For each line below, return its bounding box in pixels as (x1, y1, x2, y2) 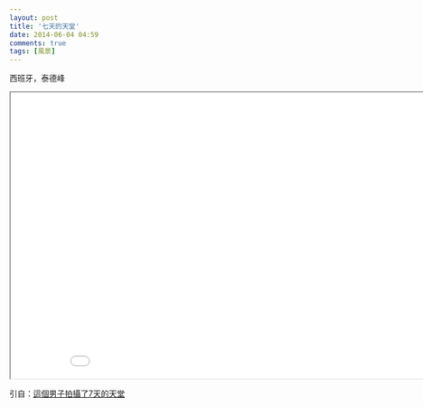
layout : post (9, 13, 59, 23)
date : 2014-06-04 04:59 (9, 30, 99, 39)
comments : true (9, 38, 67, 48)
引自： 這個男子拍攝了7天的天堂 (9, 388, 125, 399)
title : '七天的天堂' (9, 22, 80, 31)
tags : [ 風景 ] (9, 47, 56, 56)
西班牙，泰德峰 (9, 73, 65, 84)
